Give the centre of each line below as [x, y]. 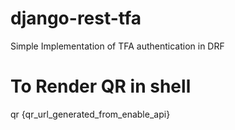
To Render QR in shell [101, 86]
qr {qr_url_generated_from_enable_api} [90, 114]
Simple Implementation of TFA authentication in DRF [117, 46]
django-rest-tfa [76, 18]
